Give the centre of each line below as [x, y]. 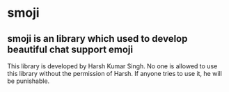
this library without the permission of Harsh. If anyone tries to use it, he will [115, 74]
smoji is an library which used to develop [97, 39]
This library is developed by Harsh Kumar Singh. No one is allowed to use [112, 66]
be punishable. [29, 81]
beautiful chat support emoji [70, 49]
